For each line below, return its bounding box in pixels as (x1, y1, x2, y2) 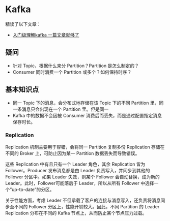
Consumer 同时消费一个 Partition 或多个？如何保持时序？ (12, 69, 132, 75)
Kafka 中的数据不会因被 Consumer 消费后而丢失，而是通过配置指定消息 (12, 112, 162, 118)
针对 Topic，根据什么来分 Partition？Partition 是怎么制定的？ (12, 62, 139, 69)
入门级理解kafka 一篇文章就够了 (12, 31, 80, 38)
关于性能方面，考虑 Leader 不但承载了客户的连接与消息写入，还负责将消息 (5, 197, 161, 203)
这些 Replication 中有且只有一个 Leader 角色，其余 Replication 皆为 (5, 161, 146, 167)
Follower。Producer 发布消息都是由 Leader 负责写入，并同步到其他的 (5, 167, 150, 173)
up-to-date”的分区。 (12, 186, 54, 193)
